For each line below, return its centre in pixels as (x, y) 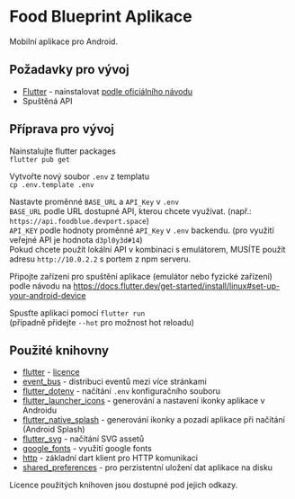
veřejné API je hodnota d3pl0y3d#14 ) (76, 239)
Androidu (39, 410)
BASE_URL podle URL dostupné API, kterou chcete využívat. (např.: (130, 211)
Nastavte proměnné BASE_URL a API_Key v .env (94, 201)
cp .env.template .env (52, 185)
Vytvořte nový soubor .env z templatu (80, 176)
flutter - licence (51, 372)
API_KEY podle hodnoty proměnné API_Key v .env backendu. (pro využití (142, 230)
